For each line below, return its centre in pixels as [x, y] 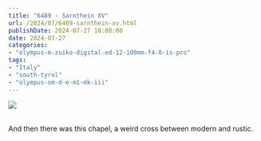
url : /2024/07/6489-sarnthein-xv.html [73, 23]
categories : [28, 45]
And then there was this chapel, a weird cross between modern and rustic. [131, 128]
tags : [17, 61]
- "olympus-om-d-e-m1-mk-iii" [59, 82]
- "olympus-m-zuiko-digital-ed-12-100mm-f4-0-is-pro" [100, 53]
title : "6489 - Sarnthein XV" [59, 16]
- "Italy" [25, 68]
